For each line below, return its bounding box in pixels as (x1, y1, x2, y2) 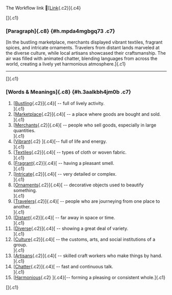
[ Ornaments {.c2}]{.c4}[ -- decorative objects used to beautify (13, 182, 144, 188)
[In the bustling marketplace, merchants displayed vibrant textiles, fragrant (6, 39, 163, 46)
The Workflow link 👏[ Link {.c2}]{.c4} (6, 5, 81, 11)
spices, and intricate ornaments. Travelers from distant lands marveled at (6, 45, 160, 51)
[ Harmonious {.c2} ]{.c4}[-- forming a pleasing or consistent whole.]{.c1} (13, 274, 165, 280)
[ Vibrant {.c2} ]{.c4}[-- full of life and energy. (13, 138, 107, 144)
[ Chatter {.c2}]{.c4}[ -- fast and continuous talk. (13, 263, 114, 269)
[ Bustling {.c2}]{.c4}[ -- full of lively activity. (13, 100, 105, 106)
